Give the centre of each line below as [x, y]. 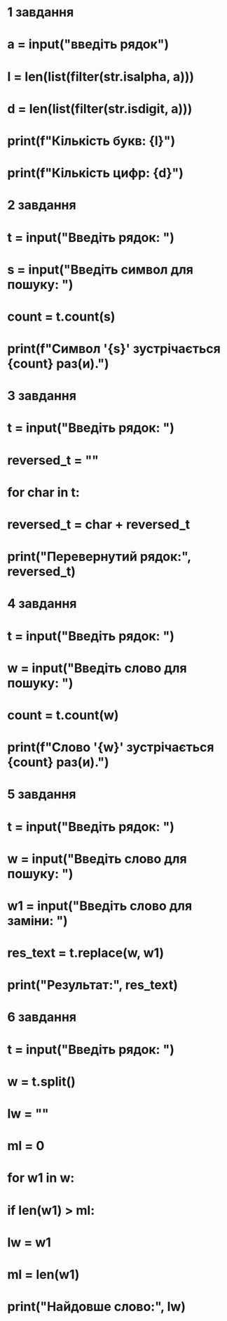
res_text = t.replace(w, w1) [86, 953]
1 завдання [41, 12]
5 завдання [42, 794]
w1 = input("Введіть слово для [100, 906]
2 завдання [42, 205]
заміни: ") [37, 921]
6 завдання [42, 1017]
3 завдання [42, 396]
